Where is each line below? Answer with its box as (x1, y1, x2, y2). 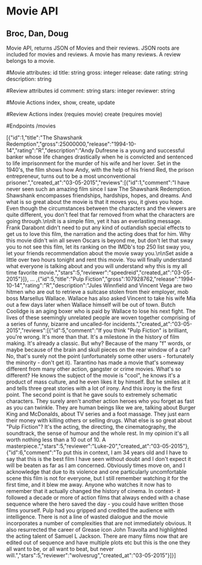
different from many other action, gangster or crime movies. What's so (6, 365, 181, 373)
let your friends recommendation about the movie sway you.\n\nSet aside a (6, 250, 194, 256)
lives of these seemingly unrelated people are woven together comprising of (6, 314, 196, 321)
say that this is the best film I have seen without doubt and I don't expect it (6, 456, 191, 462)
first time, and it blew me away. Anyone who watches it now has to (6, 481, 172, 488)
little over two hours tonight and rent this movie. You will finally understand (6, 256, 192, 263)
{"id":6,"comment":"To (6, 449, 62, 456)
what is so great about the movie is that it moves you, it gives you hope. (6, 198, 185, 205)
